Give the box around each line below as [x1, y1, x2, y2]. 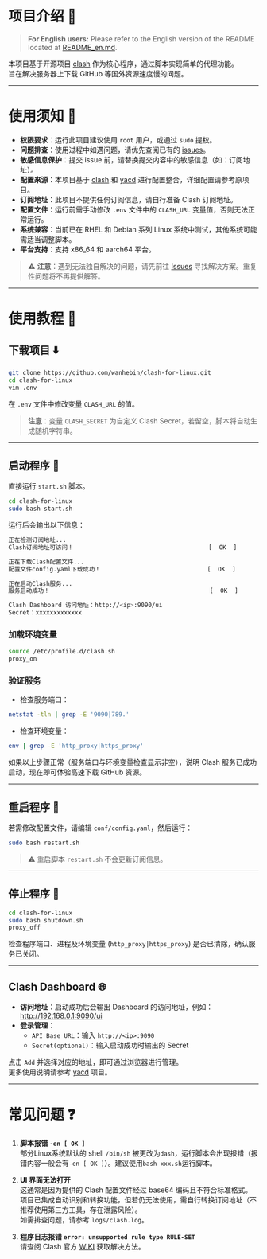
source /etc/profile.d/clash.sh [8, 648, 115, 656]
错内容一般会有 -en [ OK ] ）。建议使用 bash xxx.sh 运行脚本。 [19, 1159, 217, 1168]
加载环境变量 [8, 629, 58, 640]
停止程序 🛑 [8, 887, 60, 901]
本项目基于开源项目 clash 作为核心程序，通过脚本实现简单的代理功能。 [8, 59, 238, 68]
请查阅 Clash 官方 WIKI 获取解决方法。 [19, 1242, 145, 1252]
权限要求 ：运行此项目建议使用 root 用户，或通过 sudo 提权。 [19, 134, 217, 144]
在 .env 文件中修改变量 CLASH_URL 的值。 [8, 399, 139, 408]
